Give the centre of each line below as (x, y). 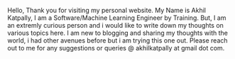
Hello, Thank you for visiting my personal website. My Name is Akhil (106, 10)
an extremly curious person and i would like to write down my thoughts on (115, 25)
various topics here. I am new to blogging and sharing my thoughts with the (118, 33)
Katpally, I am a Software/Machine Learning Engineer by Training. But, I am (117, 18)
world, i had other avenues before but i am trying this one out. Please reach (118, 41)
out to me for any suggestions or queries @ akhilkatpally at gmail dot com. (116, 48)
